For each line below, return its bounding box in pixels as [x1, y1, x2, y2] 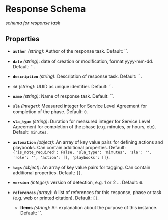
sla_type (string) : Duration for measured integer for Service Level [12, 118, 150, 124]
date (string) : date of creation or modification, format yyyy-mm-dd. [12, 58, 154, 64]
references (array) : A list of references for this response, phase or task [12, 189, 162, 195]
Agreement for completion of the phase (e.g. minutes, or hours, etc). [12, 123, 156, 130]
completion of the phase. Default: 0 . [12, 108, 88, 115]
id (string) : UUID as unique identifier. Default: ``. [12, 83, 114, 89]
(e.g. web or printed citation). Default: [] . [12, 195, 99, 201]
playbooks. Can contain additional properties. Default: [12, 144, 126, 150]
